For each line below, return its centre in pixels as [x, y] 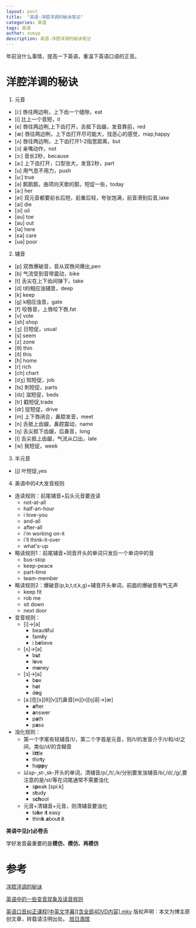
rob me [32, 598]
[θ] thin [23, 348]
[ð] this [23, 354]
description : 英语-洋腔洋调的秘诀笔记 [49, 39]
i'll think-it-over [42, 540]
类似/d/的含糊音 [53, 746]
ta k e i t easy [46, 812]
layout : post [22, 11]
